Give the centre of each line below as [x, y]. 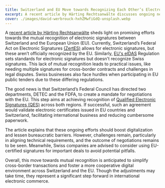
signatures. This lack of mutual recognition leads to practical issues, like [78, 64]
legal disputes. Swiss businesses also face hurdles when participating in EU [82, 75]
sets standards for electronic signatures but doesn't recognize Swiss [75, 59]
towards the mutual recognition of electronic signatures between [70, 38]
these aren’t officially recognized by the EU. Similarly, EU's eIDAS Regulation [82, 54]
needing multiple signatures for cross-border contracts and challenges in [79, 69]
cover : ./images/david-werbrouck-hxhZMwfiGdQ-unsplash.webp [68, 19]
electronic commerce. [27, 181]
